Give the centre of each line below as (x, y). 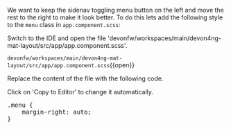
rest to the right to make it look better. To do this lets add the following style (115, 17)
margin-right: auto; (57, 112)
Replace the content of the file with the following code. (85, 78)
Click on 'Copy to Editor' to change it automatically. (80, 92)
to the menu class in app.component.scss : (64, 25)
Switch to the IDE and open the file (57, 38)
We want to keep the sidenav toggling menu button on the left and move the (115, 10)
